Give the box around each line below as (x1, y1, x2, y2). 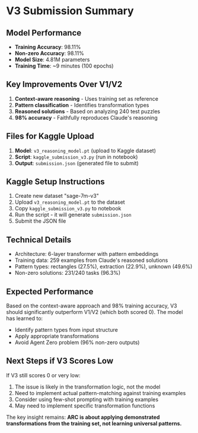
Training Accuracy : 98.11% (14, 43, 81, 50)
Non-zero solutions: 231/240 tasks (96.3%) (14, 270, 121, 277)
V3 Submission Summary (6, 4, 135, 18)
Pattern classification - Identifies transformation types (14, 101, 149, 108)
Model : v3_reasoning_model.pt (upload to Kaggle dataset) (14, 147, 156, 154)
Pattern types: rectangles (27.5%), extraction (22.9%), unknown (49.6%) (14, 263, 193, 270)
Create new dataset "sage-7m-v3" (14, 193, 99, 200)
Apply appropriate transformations (14, 333, 100, 340)
